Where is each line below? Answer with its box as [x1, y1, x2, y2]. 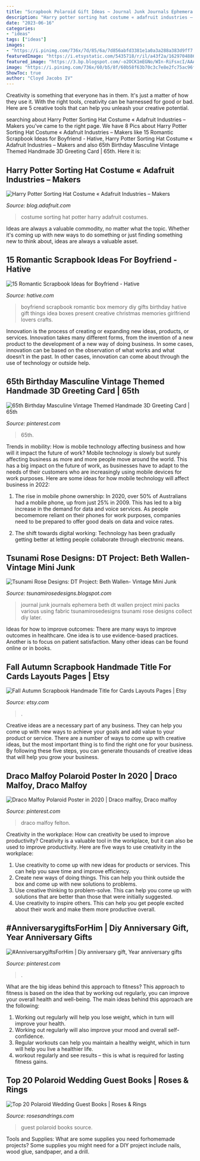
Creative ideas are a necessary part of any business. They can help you [6, 722, 183, 729]
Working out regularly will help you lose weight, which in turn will [14, 1013, 174, 1021]
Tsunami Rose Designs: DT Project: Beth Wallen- [6, 553, 190, 563]
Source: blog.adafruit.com [6, 201, 71, 209]
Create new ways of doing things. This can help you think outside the [14, 874, 185, 881]
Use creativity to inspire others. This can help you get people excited [14, 899, 184, 907]
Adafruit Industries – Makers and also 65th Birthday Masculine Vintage [6, 142, 179, 149]
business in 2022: [6, 481, 50, 488]
